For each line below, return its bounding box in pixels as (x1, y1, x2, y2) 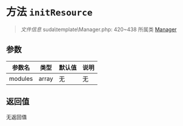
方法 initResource (6, 5, 93, 19)
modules (9, 74, 34, 83)
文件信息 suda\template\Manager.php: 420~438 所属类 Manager (20, 26, 177, 33)
